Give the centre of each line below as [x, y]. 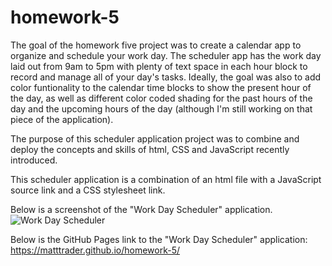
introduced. [34, 160]
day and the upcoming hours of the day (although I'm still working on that [161, 108]
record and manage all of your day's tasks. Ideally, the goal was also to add [166, 77]
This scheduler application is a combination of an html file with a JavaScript [166, 179]
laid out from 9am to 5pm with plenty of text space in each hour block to [159, 66]
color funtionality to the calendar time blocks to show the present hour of [161, 87]
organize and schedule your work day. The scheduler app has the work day [166, 55]
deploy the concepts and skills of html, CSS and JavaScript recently [150, 149]
